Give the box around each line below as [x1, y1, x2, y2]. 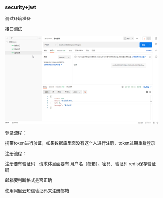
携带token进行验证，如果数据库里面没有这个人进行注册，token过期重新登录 [5, 140, 156, 146]
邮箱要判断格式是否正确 [5, 178, 52, 183]
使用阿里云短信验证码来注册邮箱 [5, 188, 69, 194]
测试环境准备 [5, 16, 31, 21]
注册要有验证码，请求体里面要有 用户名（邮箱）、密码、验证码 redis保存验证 [5, 161, 156, 167]
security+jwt [5, 4, 36, 11]
